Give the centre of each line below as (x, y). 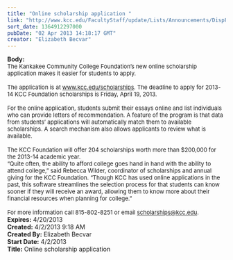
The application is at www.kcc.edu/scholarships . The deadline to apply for (106, 87)
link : (15, 20)
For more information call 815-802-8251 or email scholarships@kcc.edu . (103, 212)
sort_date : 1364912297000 (44, 26)
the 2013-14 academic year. (44, 157)
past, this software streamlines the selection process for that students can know (114, 185)
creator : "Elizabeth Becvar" (49, 40)
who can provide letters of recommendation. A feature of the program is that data (115, 115)
